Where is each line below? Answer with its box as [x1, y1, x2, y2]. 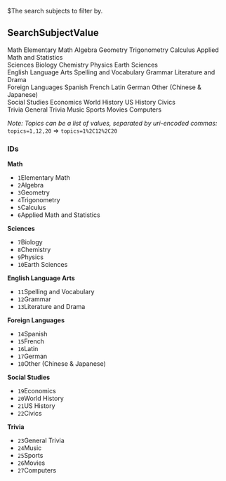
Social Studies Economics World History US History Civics [7, 98, 175, 106]
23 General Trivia [17, 436, 65, 445]
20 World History [17, 394, 65, 403]
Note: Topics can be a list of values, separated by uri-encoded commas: [7, 119, 218, 127]
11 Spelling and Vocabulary [17, 288, 95, 296]
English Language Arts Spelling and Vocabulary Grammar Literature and [7, 67, 215, 77]
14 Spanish [17, 330, 48, 338]
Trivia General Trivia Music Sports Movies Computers [7, 105, 162, 114]
